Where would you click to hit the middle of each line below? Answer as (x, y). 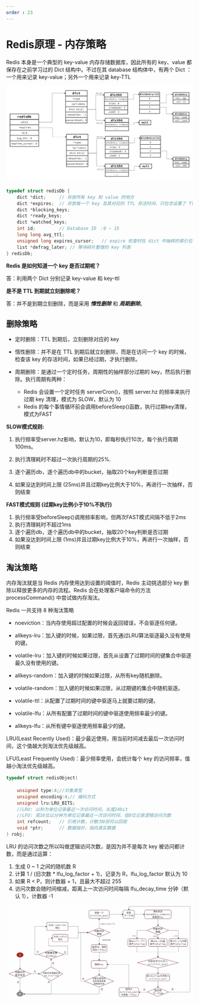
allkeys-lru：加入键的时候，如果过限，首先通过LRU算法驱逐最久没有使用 (102, 635)
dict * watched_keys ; (42, 222)
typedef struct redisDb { (38, 191)
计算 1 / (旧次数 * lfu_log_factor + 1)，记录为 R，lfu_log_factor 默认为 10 (101, 874)
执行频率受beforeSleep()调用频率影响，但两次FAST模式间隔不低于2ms (100, 517)
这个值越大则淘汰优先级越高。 (53, 746)
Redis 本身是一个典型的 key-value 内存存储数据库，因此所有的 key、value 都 (99, 62)
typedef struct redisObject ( (42, 778)
